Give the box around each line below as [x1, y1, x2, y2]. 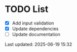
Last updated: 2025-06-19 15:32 [5, 41, 72, 47]
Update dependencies [12, 26, 59, 31]
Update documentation [12, 31, 60, 37]
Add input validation [12, 20, 54, 26]
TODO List [5, 3, 49, 15]
